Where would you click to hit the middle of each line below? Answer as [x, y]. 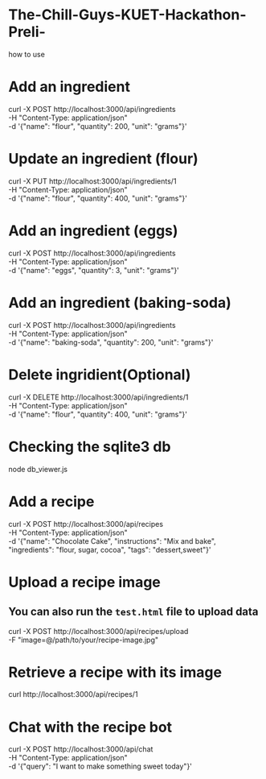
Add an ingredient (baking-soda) [120, 302]
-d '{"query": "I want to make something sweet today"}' [100, 766]
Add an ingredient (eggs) [93, 230]
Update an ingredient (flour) [103, 159]
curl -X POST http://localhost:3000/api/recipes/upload [98, 631]
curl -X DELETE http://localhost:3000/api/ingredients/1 [98, 397]
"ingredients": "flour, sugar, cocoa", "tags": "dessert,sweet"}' [110, 549]
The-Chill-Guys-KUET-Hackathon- [127, 15]
